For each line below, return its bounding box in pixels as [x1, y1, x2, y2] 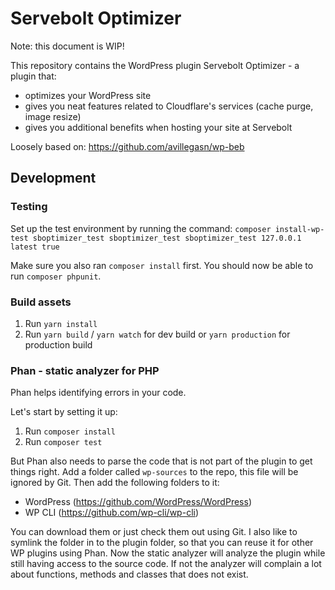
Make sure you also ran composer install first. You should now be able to [10, 259, 314, 271]
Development [10, 170, 97, 187]
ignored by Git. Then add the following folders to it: [10, 477, 220, 489]
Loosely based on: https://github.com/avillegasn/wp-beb [10, 140, 245, 152]
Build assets [10, 295, 72, 309]
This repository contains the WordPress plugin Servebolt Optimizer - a [10, 59, 300, 71]
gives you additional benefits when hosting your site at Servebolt [24, 121, 293, 133]
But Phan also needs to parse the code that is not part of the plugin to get [10, 455, 313, 467]
